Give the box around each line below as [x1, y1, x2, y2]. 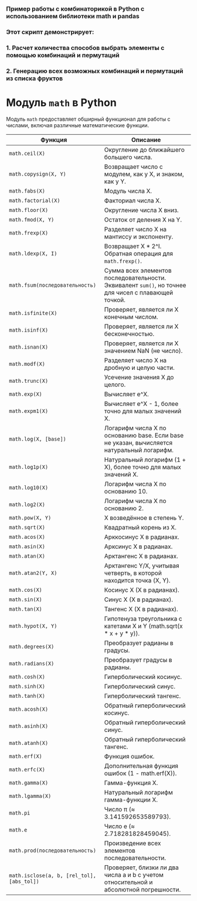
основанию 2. [104, 504, 144, 512]
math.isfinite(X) [9, 310, 57, 316]
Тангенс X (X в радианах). [104, 605, 179, 613]
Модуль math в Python [6, 96, 117, 109]
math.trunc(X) [9, 377, 49, 384]
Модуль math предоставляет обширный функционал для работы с [6, 115, 171, 122]
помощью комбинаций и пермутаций [6, 51, 120, 59]
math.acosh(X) [9, 705, 49, 713]
